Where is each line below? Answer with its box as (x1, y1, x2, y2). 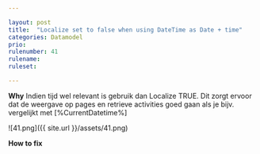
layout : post (8, 18, 52, 26)
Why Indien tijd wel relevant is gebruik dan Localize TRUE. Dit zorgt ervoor (8, 91, 252, 100)
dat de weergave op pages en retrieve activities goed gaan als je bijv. (8, 100, 235, 109)
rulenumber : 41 (8, 48, 59, 56)
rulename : (8, 55, 41, 63)
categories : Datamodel (8, 33, 83, 41)
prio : (8, 40, 26, 48)
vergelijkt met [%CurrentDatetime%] (8, 107, 128, 117)
